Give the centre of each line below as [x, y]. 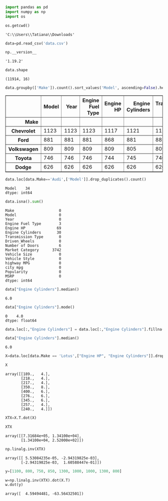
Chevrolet [23, 131]
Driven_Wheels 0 [33, 241]
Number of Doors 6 [33, 245]
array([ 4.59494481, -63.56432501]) [44, 494]
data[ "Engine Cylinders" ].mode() [40, 307]
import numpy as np [25, 12]
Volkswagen [23, 149]
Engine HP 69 [33, 228]
